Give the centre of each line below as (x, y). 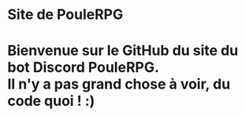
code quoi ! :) (51, 101)
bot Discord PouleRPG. (83, 68)
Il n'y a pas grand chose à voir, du (119, 84)
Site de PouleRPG (65, 15)
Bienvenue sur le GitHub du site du (123, 51)
